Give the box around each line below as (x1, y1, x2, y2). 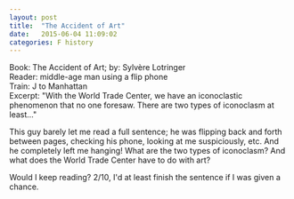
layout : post (9, 12, 58, 22)
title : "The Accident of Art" (9, 21, 126, 30)
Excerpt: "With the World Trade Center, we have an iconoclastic (9, 91, 243, 101)
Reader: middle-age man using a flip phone (9, 72, 168, 83)
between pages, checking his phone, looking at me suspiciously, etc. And (9, 136, 279, 147)
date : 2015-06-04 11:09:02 (9, 29, 118, 38)
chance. (9, 181, 39, 192)
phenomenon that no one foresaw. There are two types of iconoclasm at (9, 99, 274, 111)
